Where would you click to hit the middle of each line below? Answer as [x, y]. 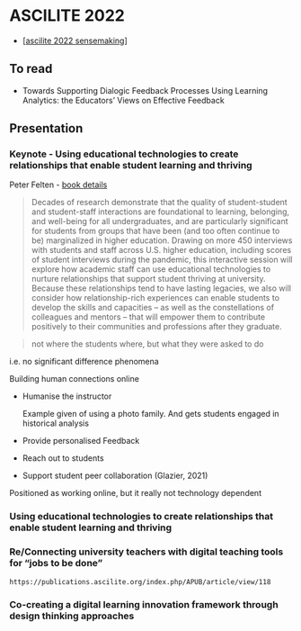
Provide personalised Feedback [81, 441]
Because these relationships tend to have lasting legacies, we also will [161, 288]
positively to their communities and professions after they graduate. [156, 327]
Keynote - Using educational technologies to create [124, 154]
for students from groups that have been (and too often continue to [155, 231]
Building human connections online [74, 379]
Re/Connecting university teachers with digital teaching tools [146, 552]
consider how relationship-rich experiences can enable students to [155, 298]
